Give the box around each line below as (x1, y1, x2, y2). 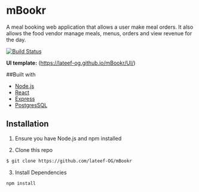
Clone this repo (14, 146, 53, 153)
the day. (6, 36, 26, 43)
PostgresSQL (14, 101, 48, 108)
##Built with (6, 71, 36, 78)
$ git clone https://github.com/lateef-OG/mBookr (6, 158, 133, 164)
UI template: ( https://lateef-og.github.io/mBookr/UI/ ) (6, 59, 136, 66)
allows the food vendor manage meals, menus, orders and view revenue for (6, 29, 192, 36)
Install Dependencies (14, 169, 67, 176)
